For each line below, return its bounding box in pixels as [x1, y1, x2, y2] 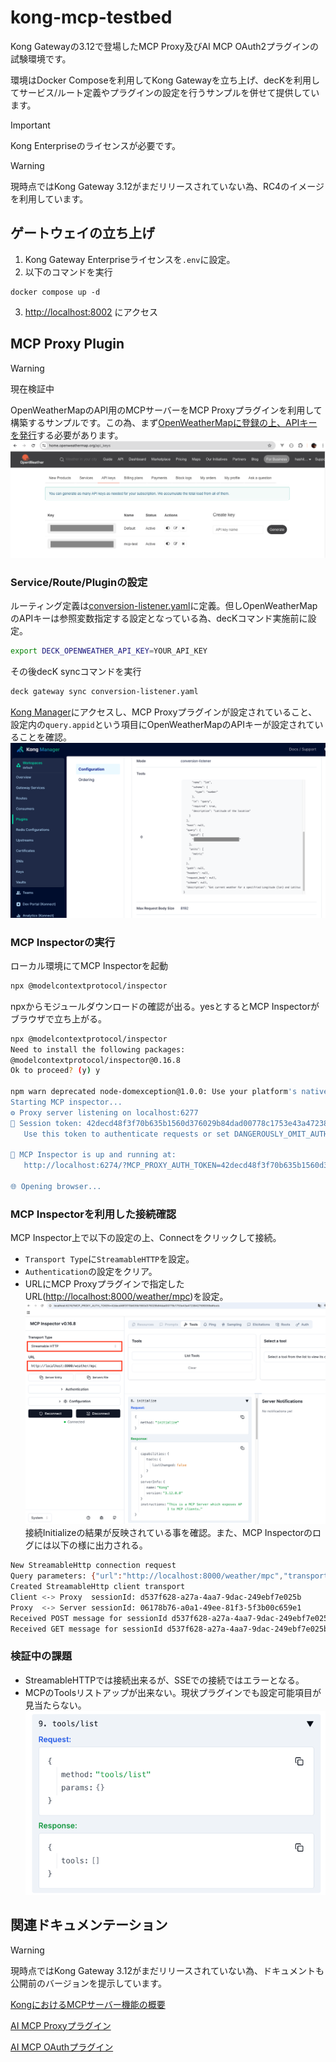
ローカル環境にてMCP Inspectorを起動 [10, 959, 169, 971]
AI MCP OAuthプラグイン [10, 2041, 114, 2053]
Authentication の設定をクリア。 [24, 1266, 158, 1278]
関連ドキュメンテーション [10, 1917, 168, 1934]
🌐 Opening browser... [10, 1182, 102, 1192]
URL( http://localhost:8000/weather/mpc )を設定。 [24, 1291, 229, 1303]
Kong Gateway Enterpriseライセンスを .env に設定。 [24, 253, 236, 265]
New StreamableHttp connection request [10, 1561, 177, 1571]
